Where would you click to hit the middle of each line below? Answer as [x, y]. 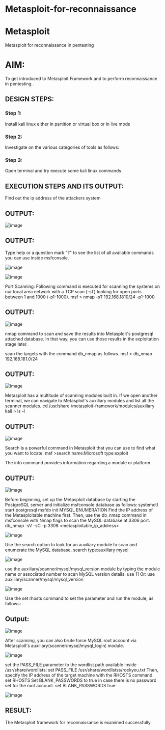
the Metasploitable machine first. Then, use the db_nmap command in [76, 515]
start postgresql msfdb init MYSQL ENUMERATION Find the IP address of [79, 510]
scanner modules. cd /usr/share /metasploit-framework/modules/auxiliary [80, 406]
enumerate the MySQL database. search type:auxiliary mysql [67, 550]
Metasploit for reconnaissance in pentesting [50, 45]
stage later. [16, 344]
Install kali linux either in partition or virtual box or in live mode [68, 124]
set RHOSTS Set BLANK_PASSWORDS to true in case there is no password [81, 680]
